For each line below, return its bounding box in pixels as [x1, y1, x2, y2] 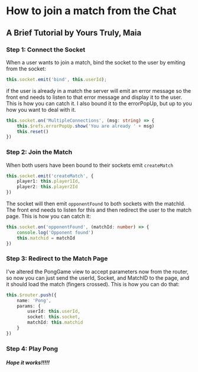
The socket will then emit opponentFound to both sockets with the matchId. [6, 200, 186, 208]
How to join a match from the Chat [6, 4, 177, 18]
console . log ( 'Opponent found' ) [17, 229, 94, 235]
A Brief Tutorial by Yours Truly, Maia [6, 28, 142, 38]
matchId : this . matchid [27, 319, 83, 326]
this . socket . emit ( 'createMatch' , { [6, 173, 94, 179]
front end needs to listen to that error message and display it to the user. [6, 93, 182, 101]
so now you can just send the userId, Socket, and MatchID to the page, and [6, 274, 190, 282]
